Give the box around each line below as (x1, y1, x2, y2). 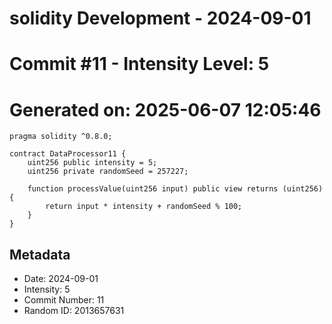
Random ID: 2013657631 (23, 305, 125, 317)
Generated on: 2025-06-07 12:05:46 (9, 98, 322, 121)
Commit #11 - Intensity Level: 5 (9, 53, 270, 76)
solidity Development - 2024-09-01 (9, 7, 312, 30)
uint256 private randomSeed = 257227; (27, 167, 189, 177)
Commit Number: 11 (23, 294, 105, 306)
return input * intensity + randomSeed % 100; (45, 202, 243, 212)
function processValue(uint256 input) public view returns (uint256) (27, 184, 324, 194)
